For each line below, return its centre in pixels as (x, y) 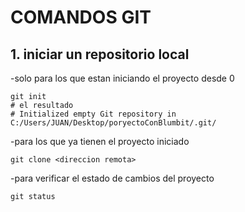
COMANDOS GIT (81, 17)
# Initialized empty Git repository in (93, 114)
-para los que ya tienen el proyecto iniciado (100, 141)
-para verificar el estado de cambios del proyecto (112, 178)
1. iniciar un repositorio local (100, 54)
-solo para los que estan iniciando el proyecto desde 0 (122, 78)
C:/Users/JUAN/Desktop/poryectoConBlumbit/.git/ (113, 123)
